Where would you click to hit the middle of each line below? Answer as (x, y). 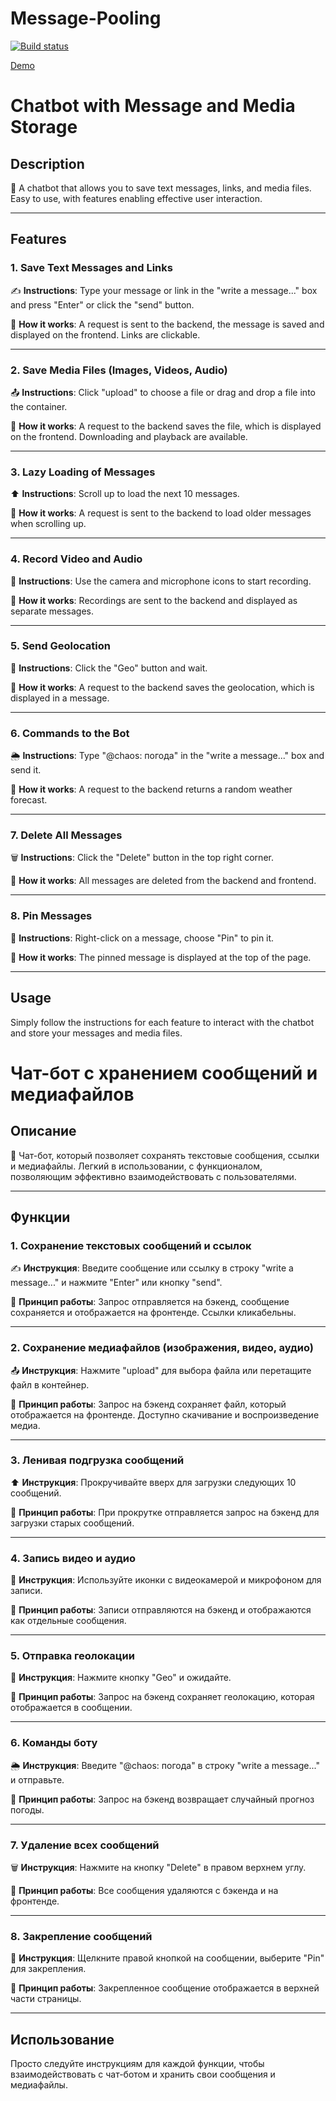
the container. (39, 406)
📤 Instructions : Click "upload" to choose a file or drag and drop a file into (163, 392)
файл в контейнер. (50, 1384)
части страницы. (46, 1999)
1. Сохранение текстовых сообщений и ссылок (131, 1245)
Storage (44, 127)
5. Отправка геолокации (72, 1656)
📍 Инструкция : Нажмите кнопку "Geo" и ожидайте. (121, 1678)
